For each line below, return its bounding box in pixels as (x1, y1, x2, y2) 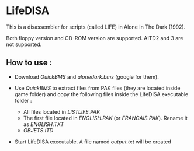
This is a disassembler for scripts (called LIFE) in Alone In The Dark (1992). (6, 23, 186, 30)
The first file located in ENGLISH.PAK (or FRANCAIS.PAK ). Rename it (23, 114, 188, 121)
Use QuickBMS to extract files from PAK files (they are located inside (14, 85, 181, 92)
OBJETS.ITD (23, 127, 54, 134)
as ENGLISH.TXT (23, 121, 64, 128)
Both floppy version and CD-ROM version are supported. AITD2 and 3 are (6, 34, 183, 41)
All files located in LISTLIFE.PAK (23, 108, 101, 115)
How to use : (6, 58, 53, 68)
